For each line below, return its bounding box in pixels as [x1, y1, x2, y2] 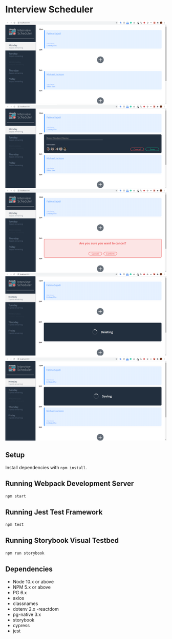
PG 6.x [12, 589, 27, 595]
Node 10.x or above [12, 578, 54, 584]
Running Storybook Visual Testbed [5, 536, 119, 545]
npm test [5, 522, 24, 527]
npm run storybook [5, 551, 45, 556]
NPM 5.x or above [12, 584, 51, 590]
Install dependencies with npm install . [5, 464, 87, 470]
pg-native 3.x [12, 611, 41, 617]
